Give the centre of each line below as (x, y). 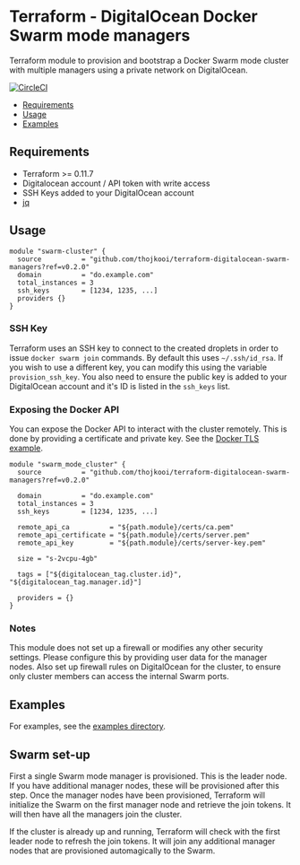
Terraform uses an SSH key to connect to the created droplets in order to (144, 348)
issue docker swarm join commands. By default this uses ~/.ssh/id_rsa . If (146, 357)
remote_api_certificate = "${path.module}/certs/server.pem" (134, 536)
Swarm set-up (50, 754)
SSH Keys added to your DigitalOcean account (108, 192)
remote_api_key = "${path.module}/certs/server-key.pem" (142, 543)
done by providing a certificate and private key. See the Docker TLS (134, 439)
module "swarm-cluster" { (57, 251)
